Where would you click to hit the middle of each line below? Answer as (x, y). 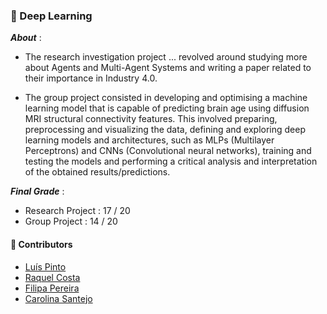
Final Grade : (37, 191)
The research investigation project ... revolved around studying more (166, 57)
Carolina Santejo (58, 298)
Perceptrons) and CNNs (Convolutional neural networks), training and (168, 151)
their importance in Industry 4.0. (91, 78)
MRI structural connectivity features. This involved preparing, (151, 119)
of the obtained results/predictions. (97, 172)
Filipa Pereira (52, 288)
